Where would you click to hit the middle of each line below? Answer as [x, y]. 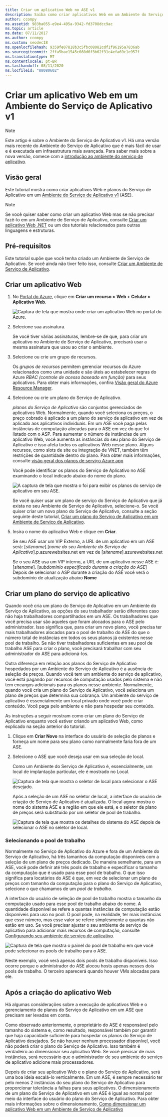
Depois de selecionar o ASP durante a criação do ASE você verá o [80, 572]
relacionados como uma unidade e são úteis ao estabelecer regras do [84, 372]
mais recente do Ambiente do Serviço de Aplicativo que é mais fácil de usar [83, 146]
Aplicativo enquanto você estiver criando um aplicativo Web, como [74, 721]
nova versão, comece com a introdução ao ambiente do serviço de [74, 156]
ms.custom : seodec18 [27, 43]
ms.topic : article [24, 29]
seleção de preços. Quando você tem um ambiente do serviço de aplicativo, [84, 674]
